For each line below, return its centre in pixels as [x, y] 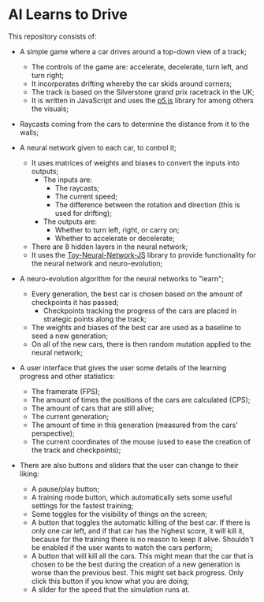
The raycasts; [77, 188]
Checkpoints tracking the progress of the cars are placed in [140, 310]
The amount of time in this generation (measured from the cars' [135, 425]
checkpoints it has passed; [75, 302]
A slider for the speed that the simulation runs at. [111, 589]
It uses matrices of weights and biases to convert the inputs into [136, 162]
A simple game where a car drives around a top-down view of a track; [133, 51]
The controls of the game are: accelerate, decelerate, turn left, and [139, 67]
